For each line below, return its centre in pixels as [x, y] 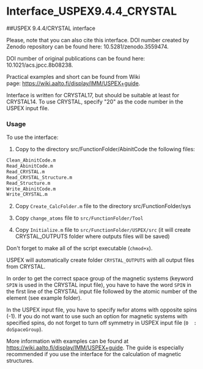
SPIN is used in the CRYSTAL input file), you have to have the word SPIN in [99, 285]
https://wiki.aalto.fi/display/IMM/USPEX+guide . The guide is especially [95, 348]
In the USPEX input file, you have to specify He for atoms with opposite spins [102, 310]
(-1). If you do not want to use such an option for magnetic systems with [97, 316]
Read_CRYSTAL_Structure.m [39, 177]
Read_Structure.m [28, 183]
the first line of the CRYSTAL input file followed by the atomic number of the [102, 291]
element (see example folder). [44, 298]
